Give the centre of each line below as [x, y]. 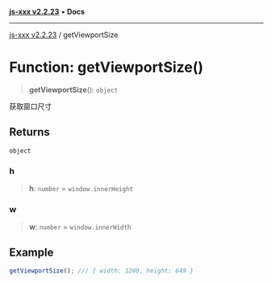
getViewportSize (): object [73, 89]
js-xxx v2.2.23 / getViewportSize [64, 35]
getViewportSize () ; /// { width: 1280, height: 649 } [102, 271]
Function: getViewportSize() [107, 67]
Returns [30, 132]
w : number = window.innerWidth [80, 227]
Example [31, 252]
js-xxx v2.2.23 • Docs [47, 12]
